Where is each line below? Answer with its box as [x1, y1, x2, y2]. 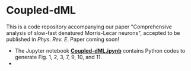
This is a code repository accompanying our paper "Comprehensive [6, 23, 172, 30]
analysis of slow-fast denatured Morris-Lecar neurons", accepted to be [6, 29, 180, 36]
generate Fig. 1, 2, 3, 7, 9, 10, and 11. [14, 53, 102, 60]
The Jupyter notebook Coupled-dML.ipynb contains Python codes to [14, 47, 186, 54]
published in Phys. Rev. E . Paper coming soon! [6, 35, 120, 43]
